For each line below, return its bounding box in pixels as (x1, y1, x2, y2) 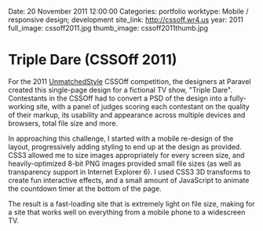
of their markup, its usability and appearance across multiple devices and (8, 110, 246, 119)
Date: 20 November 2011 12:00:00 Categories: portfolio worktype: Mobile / (8, 7, 249, 16)
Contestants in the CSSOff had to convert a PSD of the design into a (8, 93, 228, 103)
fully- (229, 93, 247, 103)
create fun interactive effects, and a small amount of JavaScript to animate (8, 175, 250, 185)
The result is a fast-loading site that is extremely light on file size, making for (8, 199, 255, 208)
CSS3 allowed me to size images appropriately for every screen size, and (8, 150, 245, 159)
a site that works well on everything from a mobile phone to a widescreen (8, 207, 246, 217)
